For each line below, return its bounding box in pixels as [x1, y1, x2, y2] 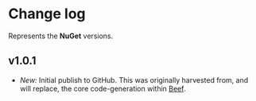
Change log [8, 5, 86, 23]
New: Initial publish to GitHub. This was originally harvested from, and [19, 75, 249, 84]
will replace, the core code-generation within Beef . [19, 84, 186, 93]
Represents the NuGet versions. [8, 31, 114, 41]
